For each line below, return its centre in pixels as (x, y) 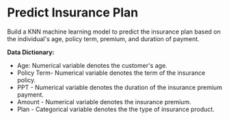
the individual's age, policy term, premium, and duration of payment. (103, 38)
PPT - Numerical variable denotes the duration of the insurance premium (119, 87)
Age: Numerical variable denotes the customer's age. (92, 65)
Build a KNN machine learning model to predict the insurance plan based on (114, 32)
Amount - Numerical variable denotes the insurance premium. (104, 101)
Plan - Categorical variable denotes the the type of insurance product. (116, 109)
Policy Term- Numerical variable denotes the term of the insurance (111, 73)
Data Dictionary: (31, 52)
